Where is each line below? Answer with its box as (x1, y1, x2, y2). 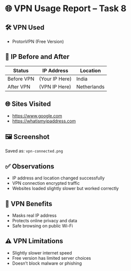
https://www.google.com (12, 113, 62, 118)
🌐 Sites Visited (5, 100, 51, 108)
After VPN (7, 83, 31, 90)
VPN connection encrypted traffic (12, 180, 80, 186)
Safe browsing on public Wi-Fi (12, 223, 73, 229)
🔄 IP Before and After (5, 53, 70, 61)
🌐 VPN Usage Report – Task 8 (5, 3, 127, 14)
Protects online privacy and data (12, 218, 77, 224)
